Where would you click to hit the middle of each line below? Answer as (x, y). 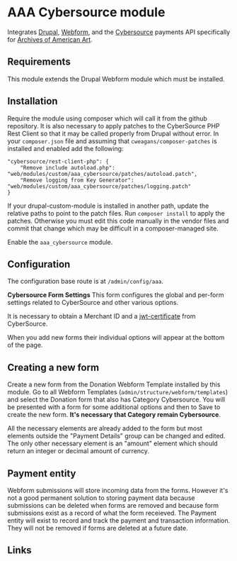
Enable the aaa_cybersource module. (60, 242)
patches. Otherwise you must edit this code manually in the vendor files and (118, 221)
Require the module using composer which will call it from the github (107, 118)
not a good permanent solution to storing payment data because (101, 498)
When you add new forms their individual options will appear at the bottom (116, 338)
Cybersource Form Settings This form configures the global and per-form (116, 295)
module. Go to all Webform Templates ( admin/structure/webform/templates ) (118, 392)
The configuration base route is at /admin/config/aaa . (86, 282)
